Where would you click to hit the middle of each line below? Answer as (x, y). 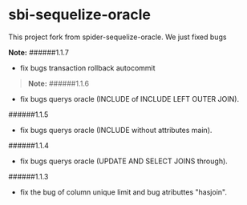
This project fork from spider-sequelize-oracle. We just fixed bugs (117, 37)
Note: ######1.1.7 (39, 52)
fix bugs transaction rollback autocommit (87, 68)
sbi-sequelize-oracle (79, 15)
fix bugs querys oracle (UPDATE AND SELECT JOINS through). (124, 161)
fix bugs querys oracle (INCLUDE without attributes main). (116, 130)
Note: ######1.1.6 (59, 83)
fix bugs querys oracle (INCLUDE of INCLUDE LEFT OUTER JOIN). (129, 98)
